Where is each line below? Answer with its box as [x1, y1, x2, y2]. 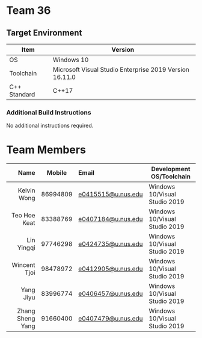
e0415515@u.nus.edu [78, 190, 143, 199]
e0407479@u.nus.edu [78, 315, 143, 323]
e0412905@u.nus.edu [78, 264, 143, 273]
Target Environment [6, 28, 82, 38]
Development [151, 165, 191, 174]
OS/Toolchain [150, 172, 191, 181]
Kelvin [17, 186, 35, 195]
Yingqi [17, 243, 35, 252]
